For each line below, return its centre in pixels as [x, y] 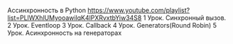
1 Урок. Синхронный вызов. [185, 18]
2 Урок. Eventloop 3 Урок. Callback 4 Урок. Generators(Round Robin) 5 [112, 25]
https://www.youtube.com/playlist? [139, 10]
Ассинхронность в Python [47, 10]
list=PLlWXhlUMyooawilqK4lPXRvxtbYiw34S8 [75, 18]
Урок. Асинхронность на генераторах [65, 33]
